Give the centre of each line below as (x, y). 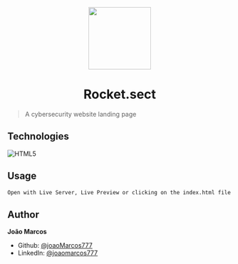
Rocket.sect (120, 94)
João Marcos (27, 232)
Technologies (38, 136)
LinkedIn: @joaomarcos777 (58, 253)
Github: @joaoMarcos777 (55, 245)
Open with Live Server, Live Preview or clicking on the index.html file (119, 192)
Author (23, 215)
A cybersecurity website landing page (81, 114)
